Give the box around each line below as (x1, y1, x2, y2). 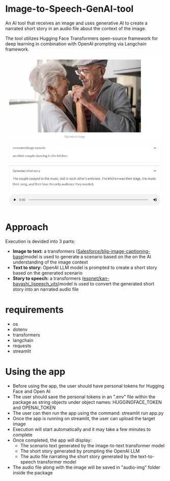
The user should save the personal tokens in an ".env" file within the (12, 394, 156, 400)
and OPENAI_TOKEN (12, 404, 56, 411)
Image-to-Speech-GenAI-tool (5, 3, 134, 15)
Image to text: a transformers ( (12, 248, 78, 254)
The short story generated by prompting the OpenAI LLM (20, 448, 140, 454)
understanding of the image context (12, 259, 88, 265)
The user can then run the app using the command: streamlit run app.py (12, 410, 164, 416)
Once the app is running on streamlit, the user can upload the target (12, 415, 155, 421)
